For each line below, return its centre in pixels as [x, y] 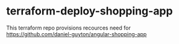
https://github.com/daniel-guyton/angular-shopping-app [77, 34]
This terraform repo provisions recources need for [68, 28]
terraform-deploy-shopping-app [89, 11]
